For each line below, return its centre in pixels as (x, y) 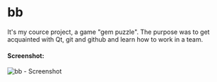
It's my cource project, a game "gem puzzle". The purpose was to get (108, 32)
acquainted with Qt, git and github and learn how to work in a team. (105, 39)
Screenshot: (26, 55)
